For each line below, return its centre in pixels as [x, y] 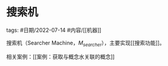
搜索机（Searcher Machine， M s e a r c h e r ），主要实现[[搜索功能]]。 [86, 43]
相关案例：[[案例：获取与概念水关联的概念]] [60, 56]
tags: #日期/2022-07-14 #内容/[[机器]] [54, 30]
